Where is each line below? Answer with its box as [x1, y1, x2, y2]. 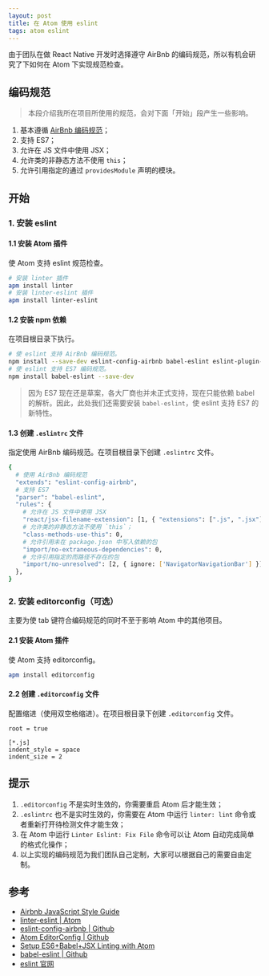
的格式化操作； [19, 840, 70, 849]
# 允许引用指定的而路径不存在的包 [22, 553, 120, 561]
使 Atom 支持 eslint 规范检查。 [8, 258, 108, 267]
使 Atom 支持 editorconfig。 [8, 655, 100, 665]
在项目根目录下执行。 [8, 334, 78, 344]
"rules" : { [15, 501, 52, 509]
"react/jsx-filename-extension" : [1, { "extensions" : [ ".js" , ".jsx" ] [22, 515, 263, 524]
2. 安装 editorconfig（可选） [8, 596, 118, 607]
